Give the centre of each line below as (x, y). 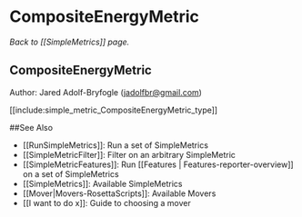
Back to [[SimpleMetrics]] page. (70, 42)
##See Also (31, 127)
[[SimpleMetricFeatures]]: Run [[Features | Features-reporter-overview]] (158, 164)
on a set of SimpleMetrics (71, 173)
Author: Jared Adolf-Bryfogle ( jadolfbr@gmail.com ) (106, 92)
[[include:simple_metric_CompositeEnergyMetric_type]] (114, 110)
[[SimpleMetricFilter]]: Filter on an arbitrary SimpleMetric (129, 154)
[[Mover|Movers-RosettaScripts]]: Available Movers (119, 193)
